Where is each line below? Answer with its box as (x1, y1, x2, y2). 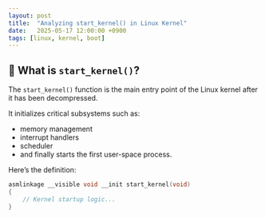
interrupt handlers (19, 133, 80, 142)
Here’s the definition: (8, 165, 77, 175)
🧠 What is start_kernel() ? (8, 63, 140, 77)
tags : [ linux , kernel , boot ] (8, 34, 105, 42)
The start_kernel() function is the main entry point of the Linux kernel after (8, 85, 258, 94)
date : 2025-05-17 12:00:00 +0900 (8, 26, 127, 34)
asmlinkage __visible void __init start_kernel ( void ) (8, 180, 192, 188)
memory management (19, 125, 93, 134)
